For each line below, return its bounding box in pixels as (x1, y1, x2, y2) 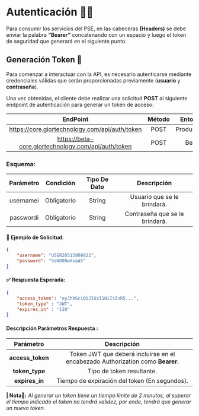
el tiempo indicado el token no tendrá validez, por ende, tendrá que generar (6, 398, 191, 405)
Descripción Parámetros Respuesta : (6, 325, 98, 332)
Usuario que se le (130, 193, 179, 201)
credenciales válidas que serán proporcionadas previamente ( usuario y (6, 77, 181, 84)
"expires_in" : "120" (17, 306, 70, 312)
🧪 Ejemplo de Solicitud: (6, 234, 64, 241)
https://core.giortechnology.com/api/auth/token (9, 125, 142, 133)
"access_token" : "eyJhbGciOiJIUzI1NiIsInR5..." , (17, 295, 139, 301)
